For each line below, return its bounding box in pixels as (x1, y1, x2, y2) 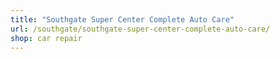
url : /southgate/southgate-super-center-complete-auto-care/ (10, 24, 271, 34)
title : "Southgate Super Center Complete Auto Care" (10, 14, 235, 25)
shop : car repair (10, 33, 83, 43)
